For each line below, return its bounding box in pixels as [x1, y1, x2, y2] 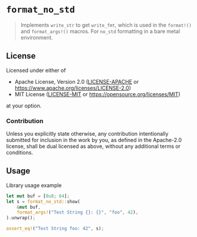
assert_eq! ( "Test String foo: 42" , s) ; [6, 226, 104, 232]
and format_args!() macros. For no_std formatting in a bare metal [20, 28, 180, 35]
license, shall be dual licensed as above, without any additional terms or [6, 143, 181, 150]
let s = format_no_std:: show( [6, 199, 81, 205]
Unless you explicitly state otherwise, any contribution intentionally [6, 130, 169, 137]
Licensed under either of [6, 67, 66, 74]
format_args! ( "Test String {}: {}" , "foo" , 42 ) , [17, 209, 139, 216]
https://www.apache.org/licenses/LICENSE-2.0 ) [14, 84, 132, 91]
